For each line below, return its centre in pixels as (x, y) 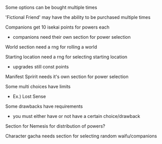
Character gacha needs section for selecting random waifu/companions (81, 136)
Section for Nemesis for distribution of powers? (55, 126)
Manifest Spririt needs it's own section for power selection (67, 77)
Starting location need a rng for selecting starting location (66, 57)
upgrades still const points (41, 67)
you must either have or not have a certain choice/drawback (76, 116)
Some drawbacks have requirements (44, 106)
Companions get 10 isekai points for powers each (57, 27)
